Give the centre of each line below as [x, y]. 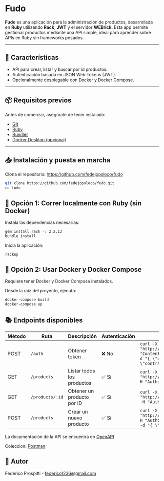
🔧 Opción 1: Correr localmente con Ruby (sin [73, 203]
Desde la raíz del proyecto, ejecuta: [41, 291]
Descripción [82, 336]
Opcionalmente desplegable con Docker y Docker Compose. [73, 80]
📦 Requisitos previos [38, 100]
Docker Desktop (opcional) [39, 139]
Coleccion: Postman [25, 446]
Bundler [20, 134]
